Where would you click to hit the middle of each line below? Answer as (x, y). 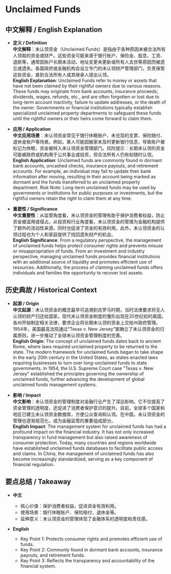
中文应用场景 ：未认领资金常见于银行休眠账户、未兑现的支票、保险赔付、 (89, 135)
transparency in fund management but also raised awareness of (80, 437)
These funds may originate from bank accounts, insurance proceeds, (86, 91)
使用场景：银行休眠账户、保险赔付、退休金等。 (69, 512)
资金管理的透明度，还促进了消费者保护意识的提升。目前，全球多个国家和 (89, 408)
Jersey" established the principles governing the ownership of (78, 374)
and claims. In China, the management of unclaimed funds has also (83, 453)
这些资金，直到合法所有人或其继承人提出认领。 (62, 75)
